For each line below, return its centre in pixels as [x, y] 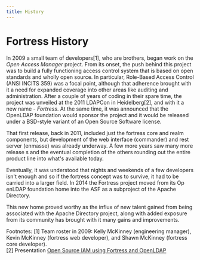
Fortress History [47, 41]
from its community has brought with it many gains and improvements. [93, 219]
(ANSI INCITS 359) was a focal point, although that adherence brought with [99, 83]
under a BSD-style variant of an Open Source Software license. [84, 121]
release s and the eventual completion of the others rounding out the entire [99, 152]
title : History [25, 12]
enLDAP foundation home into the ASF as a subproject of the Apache [91, 189]
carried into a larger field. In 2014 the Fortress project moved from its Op [96, 182]
